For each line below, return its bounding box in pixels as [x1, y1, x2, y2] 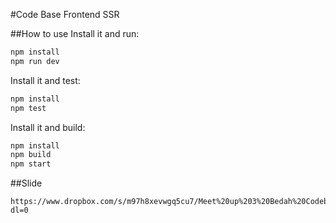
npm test [10, 103, 47, 113]
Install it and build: [10, 121, 86, 133]
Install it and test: [10, 74, 81, 86]
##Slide [10, 177, 43, 189]
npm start [10, 159, 52, 169]
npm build [10, 150, 52, 160]
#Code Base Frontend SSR [10, 9, 120, 20]
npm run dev [10, 56, 60, 66]
